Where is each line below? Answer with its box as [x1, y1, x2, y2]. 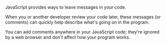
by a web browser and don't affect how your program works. [5, 34, 130, 40]
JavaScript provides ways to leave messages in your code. [5, 4, 126, 10]
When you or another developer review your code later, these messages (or [5, 14, 161, 19]
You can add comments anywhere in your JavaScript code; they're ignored [5, 29, 160, 34]
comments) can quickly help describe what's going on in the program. [5, 19, 150, 25]
